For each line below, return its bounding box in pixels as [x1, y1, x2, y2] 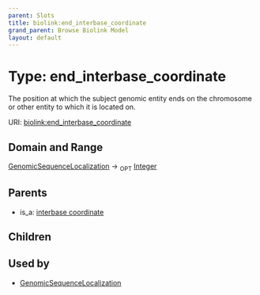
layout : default [8, 33, 62, 42]
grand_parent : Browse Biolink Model [8, 26, 129, 34]
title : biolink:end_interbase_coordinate [8, 19, 147, 27]
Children [8, 230, 51, 244]
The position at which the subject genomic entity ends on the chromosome [8, 94, 253, 104]
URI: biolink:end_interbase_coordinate [8, 118, 132, 127]
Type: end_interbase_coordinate [8, 68, 227, 85]
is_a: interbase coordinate [19, 207, 104, 217]
